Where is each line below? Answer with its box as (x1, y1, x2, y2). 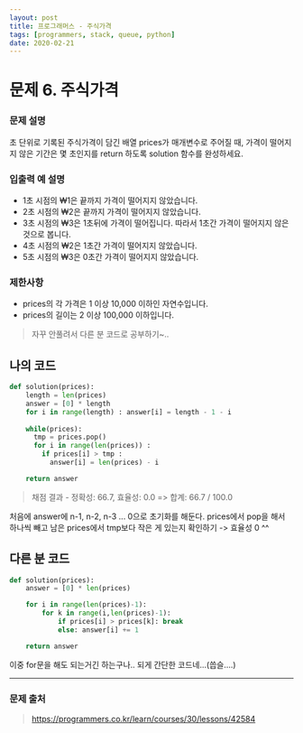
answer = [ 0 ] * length (25, 399, 111, 408)
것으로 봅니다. (22, 229, 72, 240)
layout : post (9, 13, 59, 23)
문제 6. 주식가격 (9, 80, 119, 100)
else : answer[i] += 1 (57, 625, 140, 635)
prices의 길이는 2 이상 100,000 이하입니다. (22, 310, 174, 320)
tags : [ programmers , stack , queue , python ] (9, 30, 176, 39)
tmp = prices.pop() (32, 432, 106, 442)
